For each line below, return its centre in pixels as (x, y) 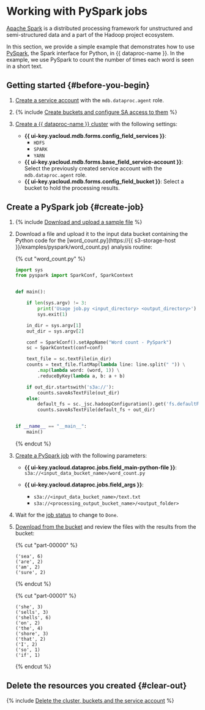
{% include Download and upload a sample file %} (79, 222)
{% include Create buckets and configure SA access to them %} (96, 112)
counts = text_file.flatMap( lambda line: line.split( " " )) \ (106, 365)
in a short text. (24, 66)
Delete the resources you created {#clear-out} (97, 686)
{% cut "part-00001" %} (46, 595)
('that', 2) (30, 639)
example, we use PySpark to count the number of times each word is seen (100, 59)
